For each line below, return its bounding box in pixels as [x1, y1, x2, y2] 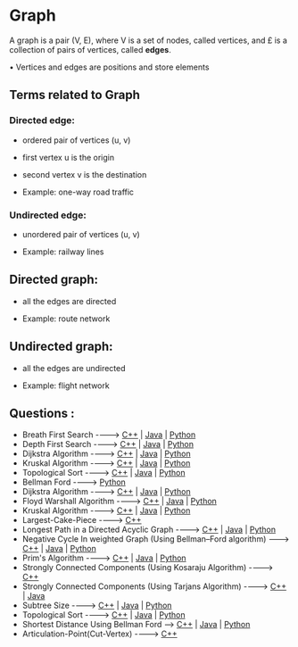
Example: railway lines [21, 246, 104, 257]
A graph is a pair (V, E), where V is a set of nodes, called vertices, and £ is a [9, 35, 288, 46]
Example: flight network [21, 380, 110, 391]
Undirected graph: [9, 339, 113, 354]
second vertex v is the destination [21, 169, 147, 179]
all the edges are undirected [21, 362, 127, 373]
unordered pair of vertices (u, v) [21, 228, 140, 239]
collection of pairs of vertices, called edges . [9, 44, 171, 54]
